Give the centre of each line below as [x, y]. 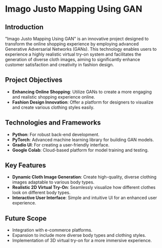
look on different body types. [41, 193]
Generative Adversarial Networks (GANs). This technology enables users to [81, 49]
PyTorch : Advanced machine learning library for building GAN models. [83, 140]
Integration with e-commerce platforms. [52, 230]
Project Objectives [34, 80]
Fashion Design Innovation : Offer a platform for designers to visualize [83, 102]
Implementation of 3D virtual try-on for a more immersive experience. [82, 241]
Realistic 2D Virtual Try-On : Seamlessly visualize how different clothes [84, 187]
